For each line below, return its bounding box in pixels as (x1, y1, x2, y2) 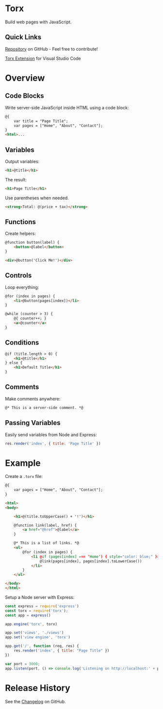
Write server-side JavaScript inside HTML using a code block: (5, 105, 130, 110)
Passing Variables (5, 419, 61, 427)
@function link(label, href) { (14, 523, 77, 528)
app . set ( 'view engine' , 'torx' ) (5, 635, 70, 640)
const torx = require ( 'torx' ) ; (5, 608, 68, 613)
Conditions (5, 338, 39, 347)
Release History (5, 682, 70, 693)
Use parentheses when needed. (5, 195, 69, 201)
